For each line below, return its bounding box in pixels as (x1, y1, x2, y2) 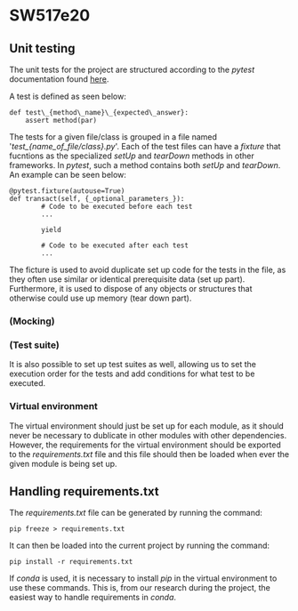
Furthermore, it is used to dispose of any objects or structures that (9, 284, 253, 293)
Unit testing (9, 41, 76, 56)
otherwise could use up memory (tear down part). (9, 293, 192, 303)
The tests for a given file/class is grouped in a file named (9, 132, 218, 142)
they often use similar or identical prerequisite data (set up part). (9, 274, 246, 285)
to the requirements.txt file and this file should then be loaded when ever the (9, 448, 290, 459)
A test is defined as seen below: (9, 91, 126, 101)
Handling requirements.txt (9, 484, 159, 499)
